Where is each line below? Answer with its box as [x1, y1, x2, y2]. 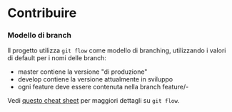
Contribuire [7, 5, 77, 21]
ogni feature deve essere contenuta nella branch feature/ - [17, 83, 189, 91]
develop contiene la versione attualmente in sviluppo [17, 75, 173, 84]
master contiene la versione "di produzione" [17, 67, 148, 76]
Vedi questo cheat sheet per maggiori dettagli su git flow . [7, 96, 180, 105]
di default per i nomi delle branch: [7, 54, 107, 62]
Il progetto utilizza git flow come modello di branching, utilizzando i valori [7, 46, 226, 55]
